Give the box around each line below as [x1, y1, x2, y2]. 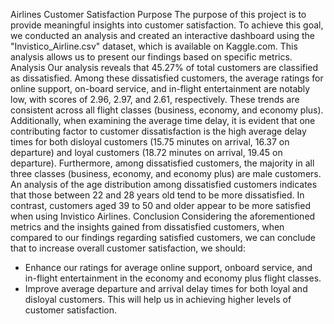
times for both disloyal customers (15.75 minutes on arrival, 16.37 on [10, 136, 290, 148]
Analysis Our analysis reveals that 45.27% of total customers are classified [10, 62, 319, 73]
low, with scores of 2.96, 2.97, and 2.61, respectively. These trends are [10, 94, 300, 105]
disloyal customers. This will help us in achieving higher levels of [24, 294, 292, 305]
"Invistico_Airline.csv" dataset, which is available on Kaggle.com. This [10, 40, 298, 52]
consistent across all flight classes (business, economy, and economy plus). [10, 104, 324, 116]
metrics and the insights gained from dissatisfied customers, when [10, 221, 285, 233]
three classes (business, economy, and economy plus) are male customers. [10, 168, 322, 179]
